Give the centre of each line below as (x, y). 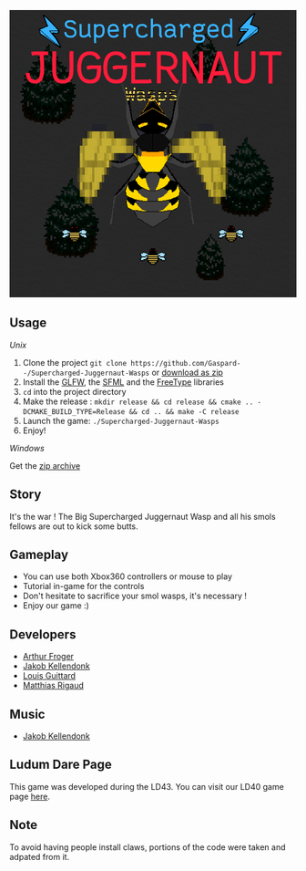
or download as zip (187, 372)
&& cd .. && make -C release (184, 411)
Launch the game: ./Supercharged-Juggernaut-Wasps (121, 420)
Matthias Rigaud (53, 686)
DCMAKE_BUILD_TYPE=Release (74, 411)
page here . (30, 796)
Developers (43, 634)
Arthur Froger (48, 657)
